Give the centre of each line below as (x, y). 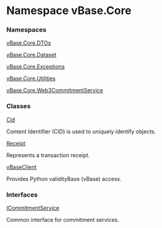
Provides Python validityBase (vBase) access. (64, 178)
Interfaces (22, 194)
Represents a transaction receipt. (48, 155)
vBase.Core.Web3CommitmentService (55, 90)
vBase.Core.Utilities (31, 79)
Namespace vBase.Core (69, 11)
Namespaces (27, 30)
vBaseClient (21, 167)
